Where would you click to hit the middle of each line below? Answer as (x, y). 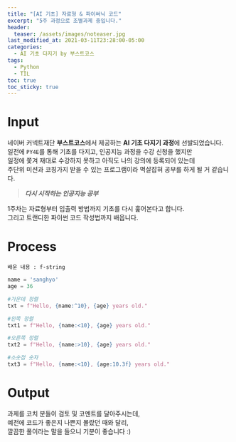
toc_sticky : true (33, 87)
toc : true (22, 80)
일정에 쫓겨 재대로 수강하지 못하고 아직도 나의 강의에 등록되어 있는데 (101, 160)
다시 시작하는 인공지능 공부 (61, 194)
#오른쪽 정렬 (23, 338)
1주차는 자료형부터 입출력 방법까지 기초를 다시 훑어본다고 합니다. (96, 209)
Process (32, 247)
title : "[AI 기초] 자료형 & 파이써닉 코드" (65, 14)
